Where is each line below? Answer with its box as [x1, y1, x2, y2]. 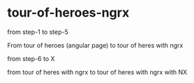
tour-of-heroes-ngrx [7, 5, 130, 21]
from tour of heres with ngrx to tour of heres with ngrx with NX [7, 68, 188, 76]
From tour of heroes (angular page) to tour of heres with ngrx [7, 41, 184, 49]
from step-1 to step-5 [7, 28, 68, 36]
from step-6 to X [7, 54, 55, 63]
